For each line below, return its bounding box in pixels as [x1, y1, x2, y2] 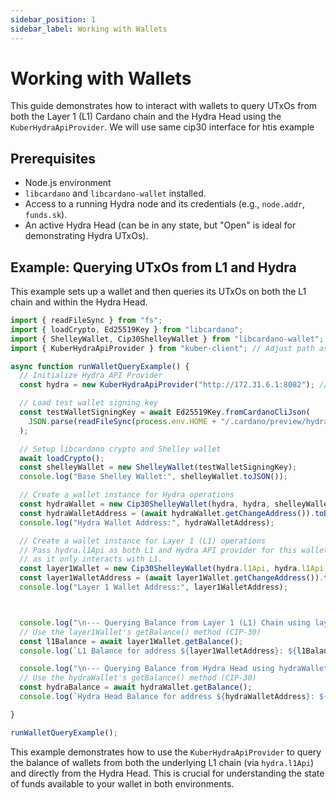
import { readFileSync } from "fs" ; [10, 316, 163, 326]
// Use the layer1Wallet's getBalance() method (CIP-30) [19, 627, 262, 637]
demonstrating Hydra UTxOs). [24, 230, 149, 242]
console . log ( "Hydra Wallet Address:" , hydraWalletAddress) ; [19, 517, 275, 528]
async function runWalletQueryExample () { [10, 361, 190, 371]
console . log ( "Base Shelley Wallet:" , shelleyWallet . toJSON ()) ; [19, 472, 288, 482]
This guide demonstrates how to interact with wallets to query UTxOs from [10, 100, 318, 112]
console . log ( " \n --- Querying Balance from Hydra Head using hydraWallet [19, 664, 329, 674]
